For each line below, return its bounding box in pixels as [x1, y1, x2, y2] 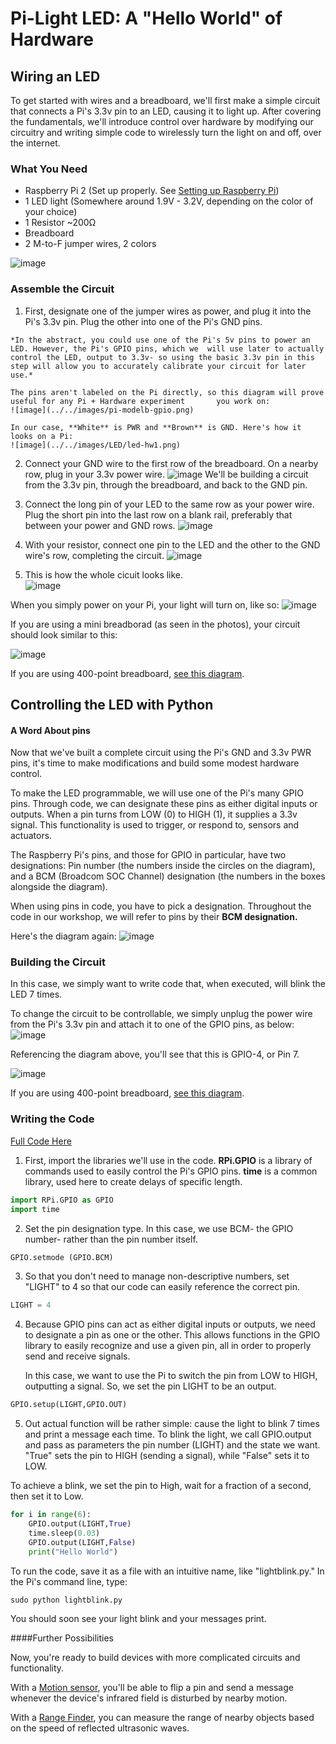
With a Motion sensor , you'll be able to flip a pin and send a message [10, 1681, 294, 1693]
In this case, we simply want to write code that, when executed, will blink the [10, 978, 326, 990]
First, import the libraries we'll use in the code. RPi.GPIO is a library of [24, 1154, 313, 1166]
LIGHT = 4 [10, 1300, 52, 1311]
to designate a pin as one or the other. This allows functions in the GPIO [24, 1329, 321, 1341]
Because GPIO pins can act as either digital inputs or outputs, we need [24, 1318, 316, 1331]
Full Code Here [10, 1135, 72, 1147]
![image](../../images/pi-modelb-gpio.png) [10, 405, 195, 415]
